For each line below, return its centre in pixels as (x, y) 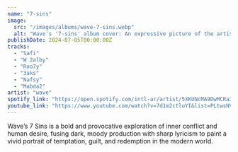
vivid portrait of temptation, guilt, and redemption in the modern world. (110, 141)
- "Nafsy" (28, 80)
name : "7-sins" (30, 14)
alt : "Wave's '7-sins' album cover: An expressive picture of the (114, 34)
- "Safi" (27, 54)
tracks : (19, 47)
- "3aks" (27, 73)
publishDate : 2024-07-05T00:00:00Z (60, 40)
